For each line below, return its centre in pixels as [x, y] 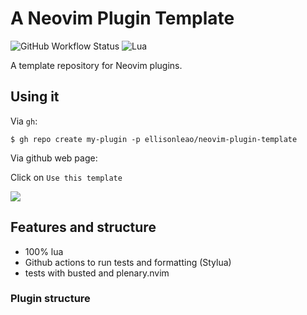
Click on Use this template [66, 177]
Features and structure [83, 227]
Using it [35, 97]
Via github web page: [54, 158]
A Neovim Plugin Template [122, 18]
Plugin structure [50, 299]
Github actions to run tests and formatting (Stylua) [128, 262]
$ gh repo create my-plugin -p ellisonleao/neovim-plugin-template [154, 139]
